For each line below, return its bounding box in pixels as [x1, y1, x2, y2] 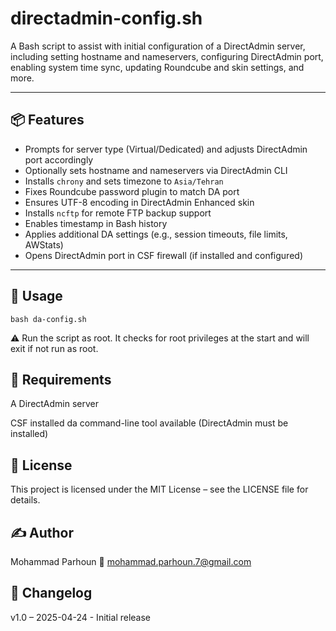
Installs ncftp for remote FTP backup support [24, 207, 212, 219]
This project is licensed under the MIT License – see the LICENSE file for [10, 483, 309, 496]
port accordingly [24, 153, 94, 166]
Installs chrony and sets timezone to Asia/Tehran [24, 175, 224, 187]
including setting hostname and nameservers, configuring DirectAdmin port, [10, 50, 324, 62]
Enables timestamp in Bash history [24, 217, 168, 229]
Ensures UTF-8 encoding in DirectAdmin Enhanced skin [24, 196, 255, 208]
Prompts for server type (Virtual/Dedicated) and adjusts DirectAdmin [24, 143, 308, 155]
